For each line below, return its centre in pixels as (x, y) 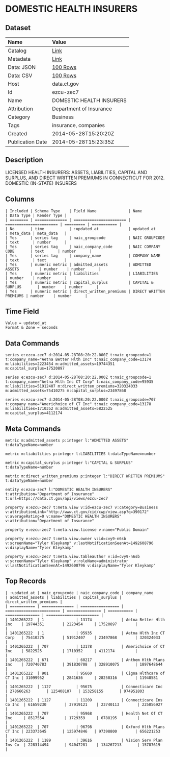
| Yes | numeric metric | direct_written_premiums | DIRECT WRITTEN (85, 291)
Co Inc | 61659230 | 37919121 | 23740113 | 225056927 (84, 704)
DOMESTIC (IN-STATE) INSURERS (41, 183)
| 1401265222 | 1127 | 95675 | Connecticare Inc (84, 687)
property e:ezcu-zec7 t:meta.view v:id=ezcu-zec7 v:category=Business (82, 508)
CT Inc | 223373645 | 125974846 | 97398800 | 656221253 (83, 731)
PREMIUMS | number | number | (46, 296)
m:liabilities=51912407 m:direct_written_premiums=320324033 (72, 386)
